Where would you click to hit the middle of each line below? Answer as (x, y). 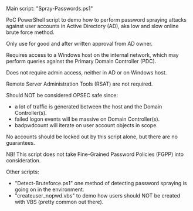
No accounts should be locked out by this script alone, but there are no (92, 137)
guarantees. (21, 143)
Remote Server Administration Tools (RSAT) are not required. (79, 84)
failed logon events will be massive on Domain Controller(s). (87, 119)
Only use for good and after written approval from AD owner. (79, 44)
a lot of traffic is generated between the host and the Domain (88, 107)
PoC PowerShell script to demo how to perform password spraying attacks (96, 20)
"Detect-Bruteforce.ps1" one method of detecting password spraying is (101, 183)
